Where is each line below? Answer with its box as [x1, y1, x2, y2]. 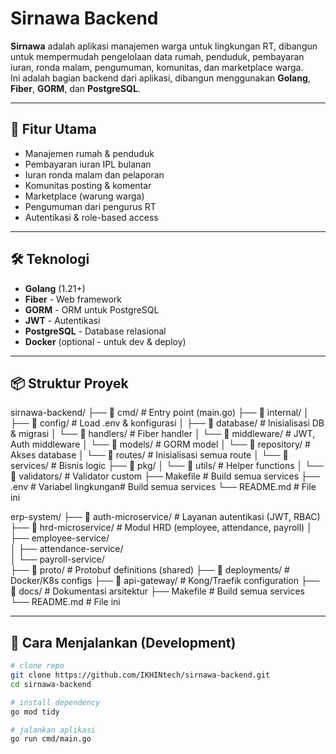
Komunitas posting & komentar [24, 179, 152, 191]
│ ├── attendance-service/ [10, 543, 124, 555]
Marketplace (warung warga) [24, 190, 145, 202]
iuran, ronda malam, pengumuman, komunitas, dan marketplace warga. [10, 61, 304, 73]
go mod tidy [10, 707, 60, 717]
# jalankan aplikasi [10, 725, 97, 735]
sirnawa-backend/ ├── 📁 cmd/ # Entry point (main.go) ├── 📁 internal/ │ [10, 407, 310, 419]
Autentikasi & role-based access [24, 211, 159, 223]
